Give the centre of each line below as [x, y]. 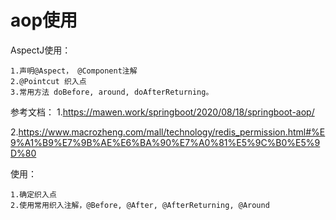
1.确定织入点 [33, 194]
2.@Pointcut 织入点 [48, 81]
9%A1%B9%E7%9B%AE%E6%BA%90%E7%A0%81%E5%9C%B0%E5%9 [165, 142]
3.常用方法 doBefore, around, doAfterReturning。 [112, 92]
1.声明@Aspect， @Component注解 [74, 71]
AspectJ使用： [41, 50]
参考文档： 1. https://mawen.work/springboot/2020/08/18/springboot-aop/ [162, 112]
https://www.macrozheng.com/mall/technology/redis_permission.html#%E [172, 132]
